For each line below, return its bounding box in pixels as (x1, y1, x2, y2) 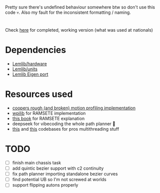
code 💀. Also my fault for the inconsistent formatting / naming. (5, 9, 131, 15)
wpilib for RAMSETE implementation (12, 110, 86, 116)
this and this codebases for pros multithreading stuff (12, 126, 120, 132)
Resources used (5, 89, 73, 100)
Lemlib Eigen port (12, 71, 48, 77)
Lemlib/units (12, 66, 38, 72)
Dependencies (5, 45, 66, 56)
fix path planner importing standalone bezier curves (12, 171, 118, 177)
